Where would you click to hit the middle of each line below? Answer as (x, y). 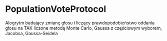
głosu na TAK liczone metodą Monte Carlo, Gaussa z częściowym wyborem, (84, 28)
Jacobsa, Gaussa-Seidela (32, 33)
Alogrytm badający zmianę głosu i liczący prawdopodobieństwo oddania (80, 23)
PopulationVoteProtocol (56, 9)
